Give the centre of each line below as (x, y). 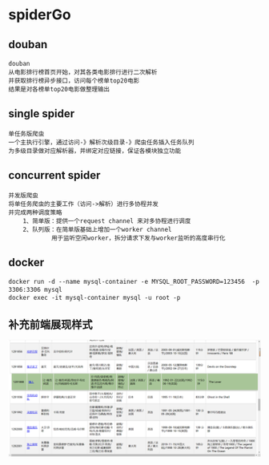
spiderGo (40, 15)
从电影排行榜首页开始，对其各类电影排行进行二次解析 (83, 72)
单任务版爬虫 (26, 134)
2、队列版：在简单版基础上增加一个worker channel (97, 229)
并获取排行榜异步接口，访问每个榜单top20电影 (74, 81)
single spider (41, 114)
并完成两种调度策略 (35, 212)
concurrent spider (54, 175)
